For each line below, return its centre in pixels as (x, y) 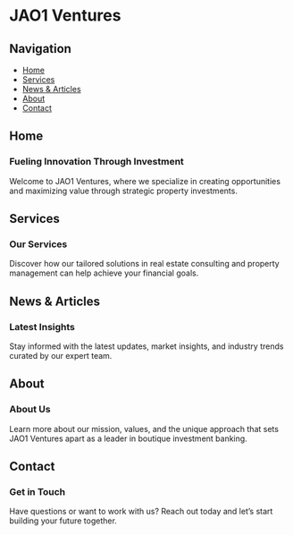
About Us (30, 410)
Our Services (38, 244)
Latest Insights (42, 327)
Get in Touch (38, 492)
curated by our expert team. (61, 356)
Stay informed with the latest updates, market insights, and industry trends (146, 346)
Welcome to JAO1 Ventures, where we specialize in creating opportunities (145, 181)
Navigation (40, 49)
